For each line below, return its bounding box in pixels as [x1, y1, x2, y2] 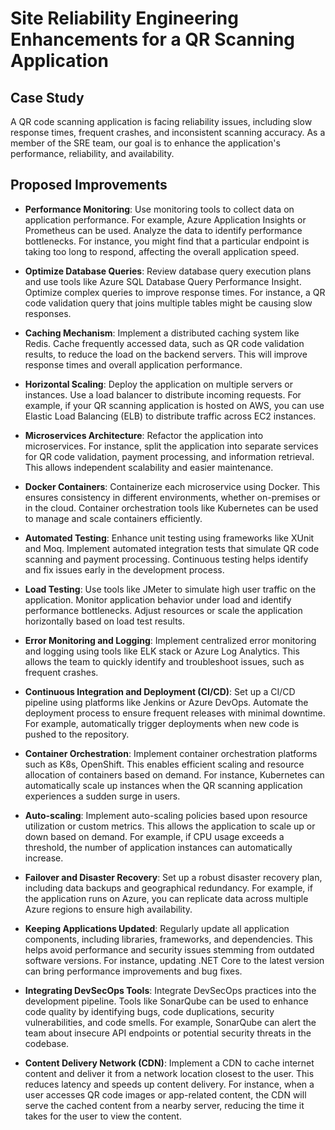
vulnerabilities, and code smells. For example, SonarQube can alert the [24, 1016, 317, 1028]
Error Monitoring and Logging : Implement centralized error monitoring [24, 634, 317, 646]
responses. [24, 307, 72, 319]
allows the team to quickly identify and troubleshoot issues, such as [24, 655, 305, 667]
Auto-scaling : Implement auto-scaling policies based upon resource [24, 809, 308, 821]
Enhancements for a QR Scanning [10, 28, 296, 51]
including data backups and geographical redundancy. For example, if [24, 882, 313, 894]
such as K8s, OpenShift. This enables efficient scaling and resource [24, 758, 305, 770]
